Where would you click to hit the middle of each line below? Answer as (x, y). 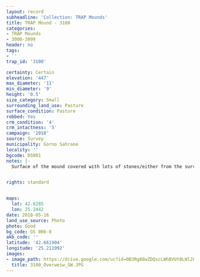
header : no (20, 45)
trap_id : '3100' (26, 61)
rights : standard (28, 182)
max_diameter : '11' (30, 83)
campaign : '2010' (28, 133)
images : (16, 254)
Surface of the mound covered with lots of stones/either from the (97, 166)
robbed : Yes (21, 117)
